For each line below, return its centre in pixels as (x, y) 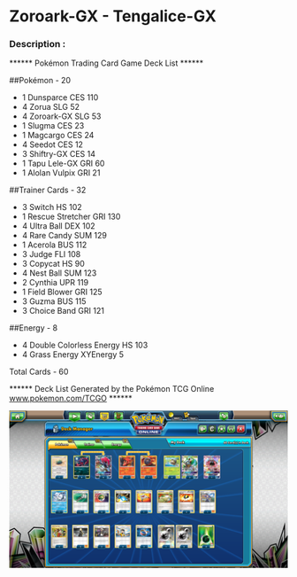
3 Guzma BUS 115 (54, 301)
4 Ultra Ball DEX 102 (58, 226)
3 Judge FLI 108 (51, 254)
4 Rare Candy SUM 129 (65, 236)
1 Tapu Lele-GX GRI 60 (63, 164)
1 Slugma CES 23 (53, 126)
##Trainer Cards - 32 (48, 190)
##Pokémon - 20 (40, 81)
